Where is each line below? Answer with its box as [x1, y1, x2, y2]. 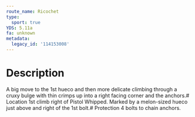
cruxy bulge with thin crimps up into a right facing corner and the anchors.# [6, 92, 190, 99]
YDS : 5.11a [6, 25, 33, 31]
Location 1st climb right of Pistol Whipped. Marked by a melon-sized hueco [6, 98, 188, 105]
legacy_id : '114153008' [11, 42, 69, 47]
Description [6, 67, 65, 80]
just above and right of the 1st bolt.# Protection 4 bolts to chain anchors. [6, 104, 181, 111]
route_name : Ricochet [6, 8, 59, 15]
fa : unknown [6, 30, 35, 36]
